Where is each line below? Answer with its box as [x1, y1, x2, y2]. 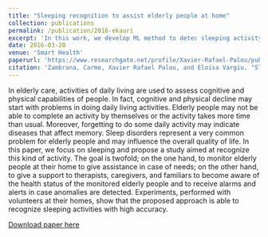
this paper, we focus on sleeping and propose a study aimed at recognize [8, 144, 250, 154]
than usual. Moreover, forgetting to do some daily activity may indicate [8, 119, 240, 128]
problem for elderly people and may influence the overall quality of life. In [8, 136, 250, 146]
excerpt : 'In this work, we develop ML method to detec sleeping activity [8, 34, 262, 42]
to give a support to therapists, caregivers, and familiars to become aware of [8, 170, 260, 180]
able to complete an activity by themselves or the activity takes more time [8, 111, 251, 120]
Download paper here [8, 219, 80, 229]
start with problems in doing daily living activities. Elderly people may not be [8, 102, 258, 112]
